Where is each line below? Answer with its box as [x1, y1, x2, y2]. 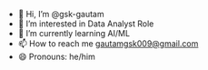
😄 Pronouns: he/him [17, 51, 95, 62]
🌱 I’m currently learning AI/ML [17, 28, 130, 38]
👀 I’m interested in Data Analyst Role [17, 18, 154, 29]
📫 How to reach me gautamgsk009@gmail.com [17, 38, 199, 49]
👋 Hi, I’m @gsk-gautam [17, 9, 104, 19]
